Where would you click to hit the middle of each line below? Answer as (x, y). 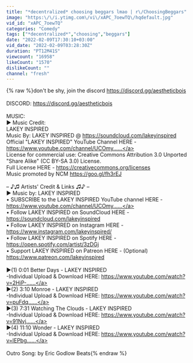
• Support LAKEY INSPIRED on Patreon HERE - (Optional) (77, 251)
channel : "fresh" (28, 74)
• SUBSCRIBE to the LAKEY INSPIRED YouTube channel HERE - (85, 200)
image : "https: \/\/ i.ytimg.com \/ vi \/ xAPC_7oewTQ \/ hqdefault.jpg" (90, 17)
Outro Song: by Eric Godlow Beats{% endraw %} (67, 353)
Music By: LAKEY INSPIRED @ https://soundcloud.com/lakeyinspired (91, 136)
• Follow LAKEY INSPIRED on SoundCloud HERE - (68, 212)
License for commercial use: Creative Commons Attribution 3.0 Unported (97, 155)
